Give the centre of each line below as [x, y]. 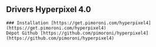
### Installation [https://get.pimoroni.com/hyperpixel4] [79, 23]
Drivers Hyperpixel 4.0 [49, 10]
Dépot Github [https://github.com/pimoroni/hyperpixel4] [77, 33]
